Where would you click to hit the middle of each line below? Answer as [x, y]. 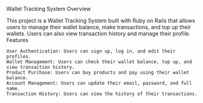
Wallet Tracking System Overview [49, 9]
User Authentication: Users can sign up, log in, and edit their [91, 51]
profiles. [19, 57]
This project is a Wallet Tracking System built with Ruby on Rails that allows [101, 20]
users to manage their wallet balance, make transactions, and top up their [99, 27]
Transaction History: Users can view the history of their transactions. [102, 94]
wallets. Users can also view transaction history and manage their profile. [98, 34]
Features [17, 40]
